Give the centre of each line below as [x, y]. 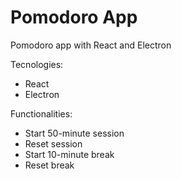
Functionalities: [41, 113]
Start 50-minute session [74, 133]
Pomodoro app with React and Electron [91, 45]
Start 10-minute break [69, 154]
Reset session [53, 143]
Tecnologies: [37, 64]
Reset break [49, 165]
